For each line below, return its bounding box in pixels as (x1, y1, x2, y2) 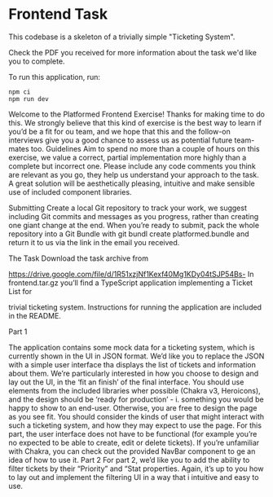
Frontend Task (8, 5, 108, 24)
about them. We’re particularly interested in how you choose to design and (8, 368, 259, 378)
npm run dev (8, 95, 49, 103)
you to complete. (8, 56, 65, 66)
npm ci (8, 87, 31, 96)
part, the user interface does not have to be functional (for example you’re (8, 429, 258, 438)
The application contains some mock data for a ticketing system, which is (8, 342, 255, 352)
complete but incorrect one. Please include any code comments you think (8, 161, 257, 171)
